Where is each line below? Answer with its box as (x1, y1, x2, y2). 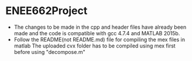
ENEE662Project (5, 4, 88, 18)
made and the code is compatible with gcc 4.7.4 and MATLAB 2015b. (13, 29, 180, 36)
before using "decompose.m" (13, 48, 85, 55)
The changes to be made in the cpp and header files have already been (13, 23, 187, 30)
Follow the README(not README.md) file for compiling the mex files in (13, 36, 186, 43)
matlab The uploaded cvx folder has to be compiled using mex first (13, 42, 176, 49)
